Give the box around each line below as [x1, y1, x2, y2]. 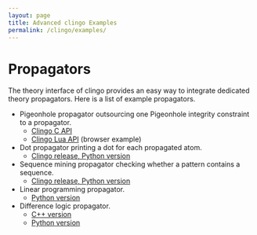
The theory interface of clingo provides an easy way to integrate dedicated [8, 86, 250, 95]
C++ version [31, 210, 72, 219]
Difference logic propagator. [19, 201, 111, 211]
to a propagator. [19, 118, 72, 127]
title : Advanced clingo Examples [8, 19, 118, 27]
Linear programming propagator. [19, 185, 125, 194]
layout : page [8, 11, 51, 20]
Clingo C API [31, 127, 73, 136]
